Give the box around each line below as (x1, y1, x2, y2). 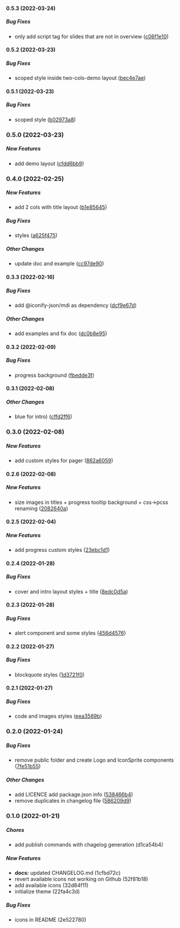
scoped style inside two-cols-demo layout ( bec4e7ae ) (14, 74, 146, 81)
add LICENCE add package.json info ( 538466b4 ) (14, 791, 134, 798)
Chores (6, 826, 25, 833)
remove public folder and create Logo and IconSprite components (14, 756, 174, 764)
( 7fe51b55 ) (14, 763, 41, 770)
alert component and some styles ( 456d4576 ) (14, 630, 126, 637)
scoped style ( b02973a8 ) (14, 116, 76, 123)
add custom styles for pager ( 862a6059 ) (14, 457, 113, 464)
